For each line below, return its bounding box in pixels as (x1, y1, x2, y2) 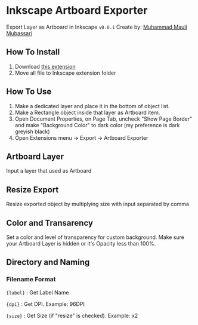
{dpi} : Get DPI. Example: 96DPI (6, 300, 85, 308)
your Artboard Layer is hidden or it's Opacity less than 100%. (6, 240, 156, 247)
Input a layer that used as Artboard (6, 167, 92, 174)
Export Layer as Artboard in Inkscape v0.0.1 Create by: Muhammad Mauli (6, 23, 187, 30)
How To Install (6, 47, 60, 57)
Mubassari (6, 29, 32, 36)
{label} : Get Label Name (6, 289, 69, 296)
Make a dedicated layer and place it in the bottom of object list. (14, 102, 170, 109)
